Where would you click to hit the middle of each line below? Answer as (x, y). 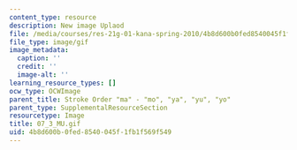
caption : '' (39, 58)
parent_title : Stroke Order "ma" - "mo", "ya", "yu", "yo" (120, 99)
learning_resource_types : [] (63, 83)
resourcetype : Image (47, 116)
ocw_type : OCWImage (45, 91)
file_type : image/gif (49, 42)
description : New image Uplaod (67, 26)
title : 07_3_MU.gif (45, 124)
